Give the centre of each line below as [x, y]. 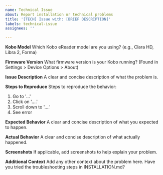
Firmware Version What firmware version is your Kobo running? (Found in [82, 62]
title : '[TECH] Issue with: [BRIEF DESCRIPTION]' [58, 19]
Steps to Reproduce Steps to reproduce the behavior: [61, 87]
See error [22, 112]
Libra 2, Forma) [21, 52]
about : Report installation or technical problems [59, 14]
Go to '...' [22, 96]
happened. [16, 142]
